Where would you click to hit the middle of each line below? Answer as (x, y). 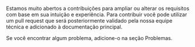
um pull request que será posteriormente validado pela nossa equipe (89, 21)
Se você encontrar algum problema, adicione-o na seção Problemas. (89, 38)
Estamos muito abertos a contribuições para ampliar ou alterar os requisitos (98, 8)
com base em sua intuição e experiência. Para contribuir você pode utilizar (97, 15)
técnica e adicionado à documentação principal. (64, 27)
